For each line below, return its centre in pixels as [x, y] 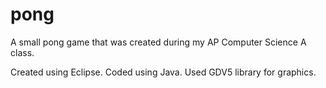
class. [22, 52]
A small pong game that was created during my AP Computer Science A [158, 42]
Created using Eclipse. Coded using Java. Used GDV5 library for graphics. [163, 72]
